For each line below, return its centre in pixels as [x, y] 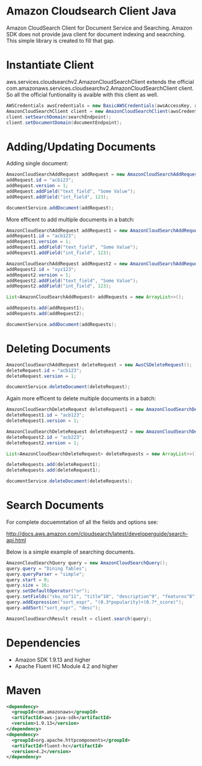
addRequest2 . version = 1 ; [38, 275]
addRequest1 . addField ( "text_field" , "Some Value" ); [72, 247]
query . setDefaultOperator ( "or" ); [48, 591]
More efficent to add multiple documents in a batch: [70, 219]
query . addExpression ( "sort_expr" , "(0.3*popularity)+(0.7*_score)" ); [95, 602]
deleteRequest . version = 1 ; [41, 376]
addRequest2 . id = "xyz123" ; [41, 269]
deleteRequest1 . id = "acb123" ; [45, 415]
